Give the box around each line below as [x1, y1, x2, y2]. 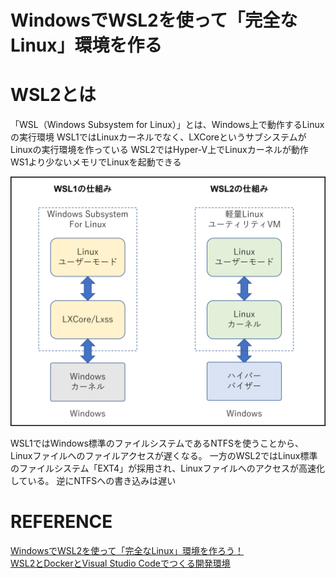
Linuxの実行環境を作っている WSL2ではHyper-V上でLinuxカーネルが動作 [10, 144, 309, 156]
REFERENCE [10, 510, 113, 533]
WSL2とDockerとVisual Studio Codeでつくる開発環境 [10, 557, 231, 569]
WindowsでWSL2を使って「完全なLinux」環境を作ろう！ [10, 544, 245, 556]
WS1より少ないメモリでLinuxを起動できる [10, 156, 182, 168]
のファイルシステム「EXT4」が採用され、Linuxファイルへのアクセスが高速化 [10, 462, 326, 474]
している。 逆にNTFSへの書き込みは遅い [10, 474, 177, 486]
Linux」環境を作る [10, 34, 163, 57]
